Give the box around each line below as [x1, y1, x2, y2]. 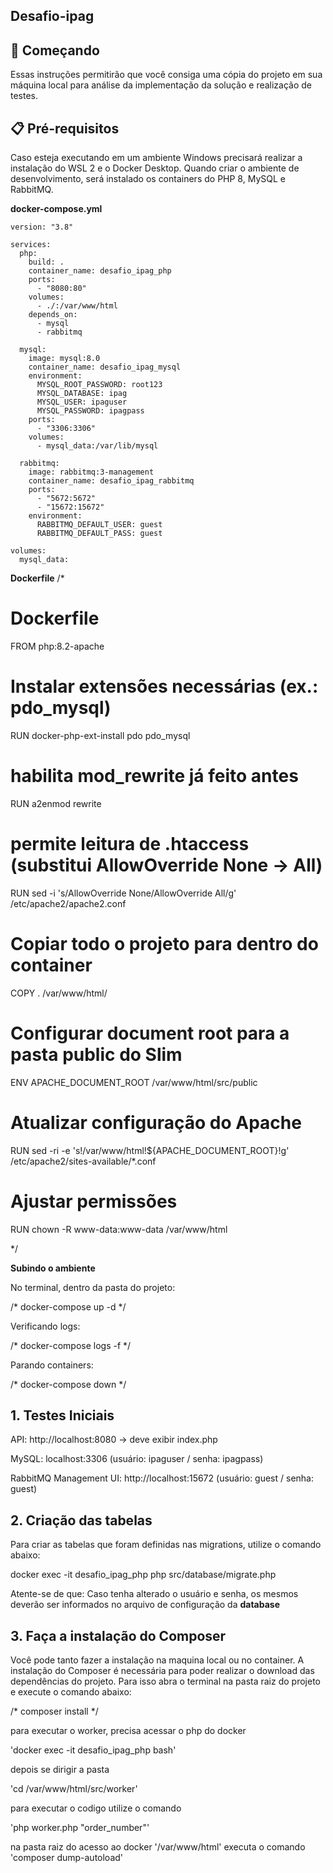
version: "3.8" [10, 222, 74, 233]
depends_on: [28, 310, 78, 320]
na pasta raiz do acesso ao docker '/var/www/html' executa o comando [10, 1840, 306, 1853]
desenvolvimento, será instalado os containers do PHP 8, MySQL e [10, 173, 286, 185]
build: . [28, 257, 65, 268]
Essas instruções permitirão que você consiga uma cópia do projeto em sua [10, 69, 323, 81]
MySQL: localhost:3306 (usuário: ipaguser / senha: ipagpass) [10, 1453, 264, 1465]
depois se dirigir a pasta [10, 1763, 110, 1775]
